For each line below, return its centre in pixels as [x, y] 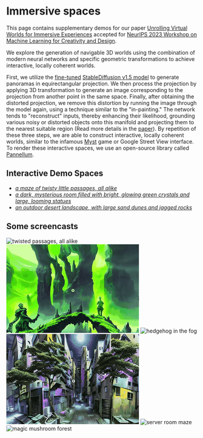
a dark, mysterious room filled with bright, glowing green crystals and [102, 194]
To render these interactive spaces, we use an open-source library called [98, 148]
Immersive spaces [54, 11]
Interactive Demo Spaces [55, 174]
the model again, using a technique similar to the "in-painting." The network [101, 109]
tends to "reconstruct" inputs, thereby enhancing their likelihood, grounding [101, 116]
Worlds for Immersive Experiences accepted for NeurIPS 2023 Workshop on [101, 34]
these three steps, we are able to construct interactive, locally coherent [95, 135]
